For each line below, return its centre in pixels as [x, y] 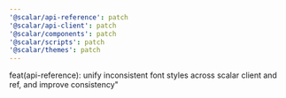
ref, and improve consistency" [64, 85]
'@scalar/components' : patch [63, 34]
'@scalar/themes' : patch [55, 50]
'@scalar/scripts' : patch [57, 42]
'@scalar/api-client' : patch [63, 26]
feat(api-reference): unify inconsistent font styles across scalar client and [143, 75]
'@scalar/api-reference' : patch [69, 17]
